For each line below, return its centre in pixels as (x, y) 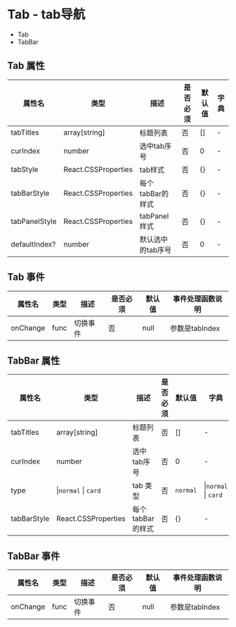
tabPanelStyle (34, 221)
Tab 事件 (26, 277)
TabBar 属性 (34, 360)
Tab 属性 (26, 66)
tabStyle (25, 169)
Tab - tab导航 (46, 14)
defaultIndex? (33, 244)
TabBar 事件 (34, 556)
